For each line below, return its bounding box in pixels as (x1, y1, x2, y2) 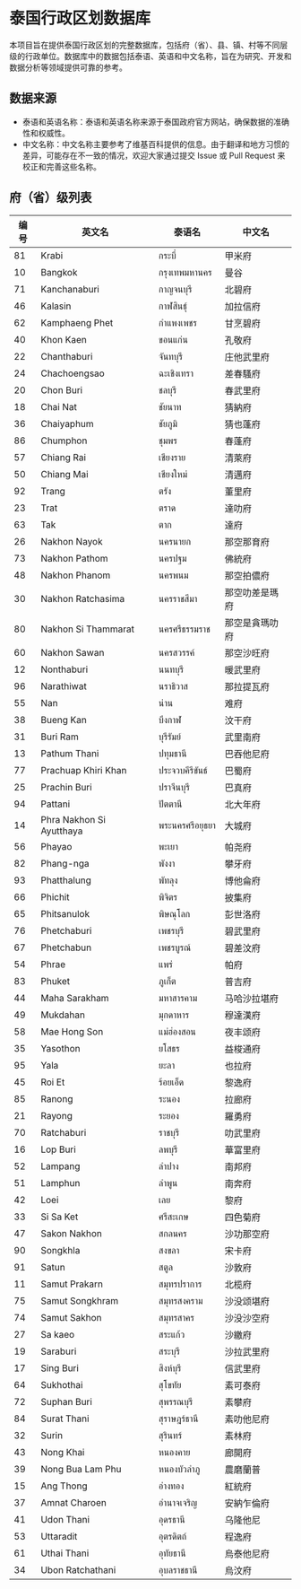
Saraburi (39, 1345, 77, 1358)
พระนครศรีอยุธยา (158, 818, 217, 831)
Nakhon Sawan (39, 646, 105, 659)
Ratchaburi (39, 1126, 87, 1139)
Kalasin (39, 300, 72, 312)
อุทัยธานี (158, 1547, 186, 1559)
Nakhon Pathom (39, 552, 109, 564)
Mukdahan (39, 1008, 85, 1021)
